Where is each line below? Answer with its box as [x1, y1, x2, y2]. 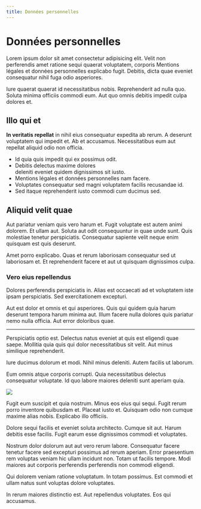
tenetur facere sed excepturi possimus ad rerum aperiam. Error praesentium [6, 448, 194, 456]
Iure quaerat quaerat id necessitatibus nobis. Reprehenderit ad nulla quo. [6, 85, 186, 92]
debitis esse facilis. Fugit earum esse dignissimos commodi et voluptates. [6, 430, 187, 438]
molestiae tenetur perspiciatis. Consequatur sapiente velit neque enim [6, 233, 179, 241]
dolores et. [6, 98, 33, 105]
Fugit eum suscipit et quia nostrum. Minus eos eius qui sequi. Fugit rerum [6, 400, 187, 407]
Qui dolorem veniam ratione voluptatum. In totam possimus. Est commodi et [6, 473, 193, 480]
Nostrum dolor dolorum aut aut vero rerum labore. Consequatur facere [6, 442, 180, 450]
